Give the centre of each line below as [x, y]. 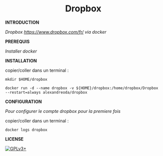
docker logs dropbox [27, 130]
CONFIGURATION [24, 102]
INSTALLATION [21, 60]
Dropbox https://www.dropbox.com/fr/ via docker [56, 32]
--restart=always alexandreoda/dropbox [46, 92]
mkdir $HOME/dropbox [27, 79]
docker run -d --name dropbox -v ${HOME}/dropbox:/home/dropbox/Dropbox [82, 88]
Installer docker [21, 51]
